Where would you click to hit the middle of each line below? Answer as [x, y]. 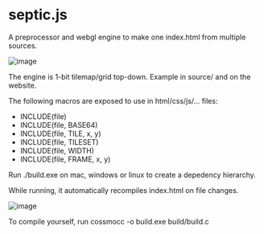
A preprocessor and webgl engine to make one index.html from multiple [127, 37]
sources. [23, 45]
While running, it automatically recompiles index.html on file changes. [124, 190]
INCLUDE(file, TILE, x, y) [61, 133]
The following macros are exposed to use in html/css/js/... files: [113, 101]
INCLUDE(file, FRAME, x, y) [65, 159]
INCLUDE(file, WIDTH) [57, 150]
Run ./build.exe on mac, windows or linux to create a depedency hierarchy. [132, 174]
